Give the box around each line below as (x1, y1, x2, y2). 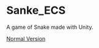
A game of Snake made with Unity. (6, 23, 94, 31)
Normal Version (6, 35, 46, 42)
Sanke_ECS (6, 4, 66, 17)
